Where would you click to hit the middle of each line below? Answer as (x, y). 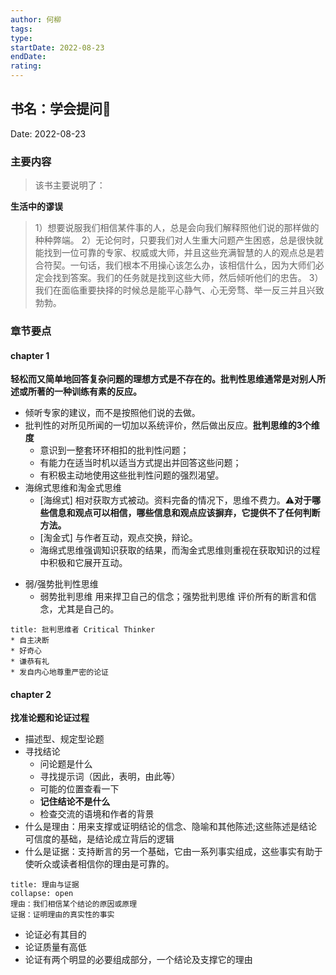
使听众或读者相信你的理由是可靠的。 (99, 864)
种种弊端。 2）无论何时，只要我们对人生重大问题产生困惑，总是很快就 (179, 240)
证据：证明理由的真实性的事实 (62, 915)
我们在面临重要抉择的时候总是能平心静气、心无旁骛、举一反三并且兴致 (179, 290)
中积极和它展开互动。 (83, 563)
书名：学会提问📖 (61, 109)
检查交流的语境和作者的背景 (97, 814)
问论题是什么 (66, 764)
